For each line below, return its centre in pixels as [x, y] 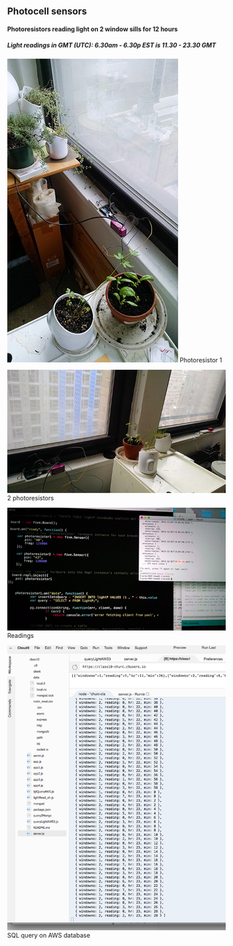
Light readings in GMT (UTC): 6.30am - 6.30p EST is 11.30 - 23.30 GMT [112, 45]
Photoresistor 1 [201, 360]
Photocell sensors [47, 11]
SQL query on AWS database [49, 935]
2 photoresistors [31, 498]
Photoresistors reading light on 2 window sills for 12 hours [93, 29]
